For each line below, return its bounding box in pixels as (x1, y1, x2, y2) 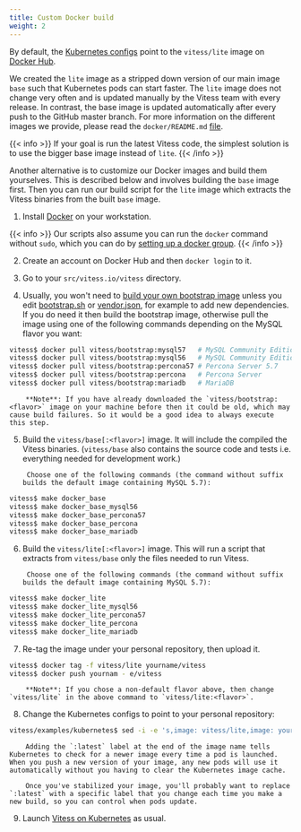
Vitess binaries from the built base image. (9, 194, 161, 204)
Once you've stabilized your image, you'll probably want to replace (25, 782, 291, 791)
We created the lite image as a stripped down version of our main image (9, 73, 280, 83)
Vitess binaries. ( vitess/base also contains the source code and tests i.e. (21, 443, 291, 454)
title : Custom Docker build (9, 13, 115, 22)
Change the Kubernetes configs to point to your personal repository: (21, 709, 275, 720)
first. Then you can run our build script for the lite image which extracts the (9, 184, 291, 195)
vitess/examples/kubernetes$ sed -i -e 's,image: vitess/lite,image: (9, 726, 275, 735)
